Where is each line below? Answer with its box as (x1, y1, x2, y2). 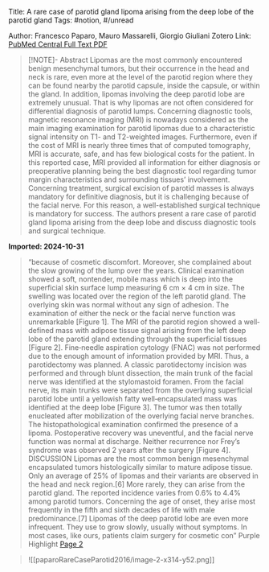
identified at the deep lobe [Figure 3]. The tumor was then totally (27, 402, 243, 412)
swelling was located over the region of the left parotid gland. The (27, 291, 247, 301)
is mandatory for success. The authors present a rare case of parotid (27, 209, 257, 218)
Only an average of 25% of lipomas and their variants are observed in (27, 471, 259, 480)
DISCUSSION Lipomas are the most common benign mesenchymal (27, 454, 249, 463)
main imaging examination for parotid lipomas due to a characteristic (27, 124, 255, 133)
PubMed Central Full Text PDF (8, 39, 108, 49)
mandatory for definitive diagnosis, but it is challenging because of (27, 192, 250, 201)
